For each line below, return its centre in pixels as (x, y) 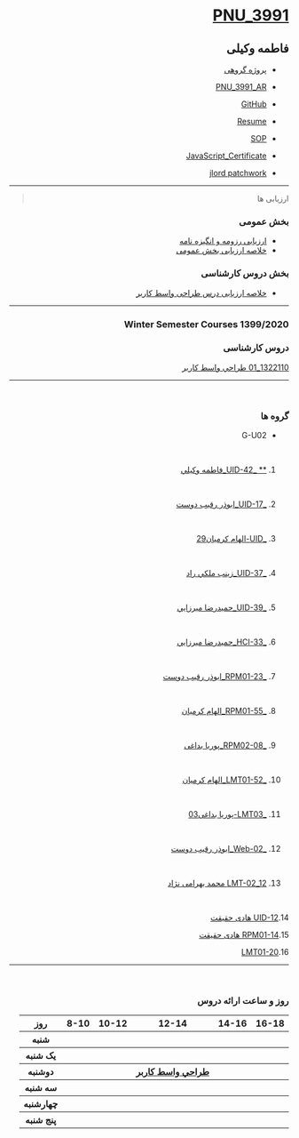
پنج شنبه (41, 1120)
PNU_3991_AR (241, 87)
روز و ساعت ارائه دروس (243, 1001)
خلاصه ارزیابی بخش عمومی (221, 251)
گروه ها (275, 416)
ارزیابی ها (273, 198)
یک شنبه (40, 1056)
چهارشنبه (41, 1104)
